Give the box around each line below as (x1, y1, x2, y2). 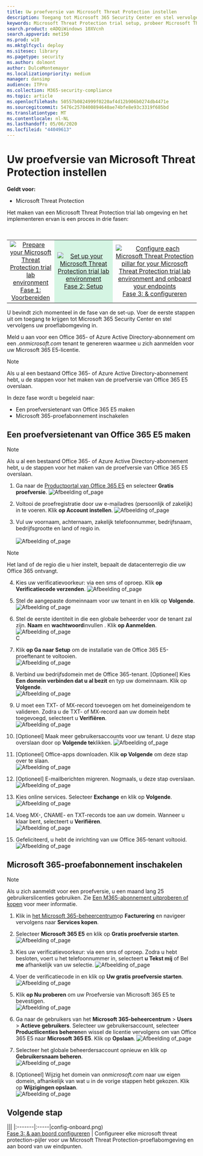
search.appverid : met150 (7, 31, 69, 37)
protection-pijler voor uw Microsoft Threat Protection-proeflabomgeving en (7, 1136, 194, 1144)
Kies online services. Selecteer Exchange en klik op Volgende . (15, 793, 172, 800)
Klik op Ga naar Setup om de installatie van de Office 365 (15, 646, 159, 653)
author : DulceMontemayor (7, 65, 69, 71)
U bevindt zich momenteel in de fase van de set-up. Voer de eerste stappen (7, 308, 195, 316)
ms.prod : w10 (7, 37, 40, 43)
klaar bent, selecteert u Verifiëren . (15, 817, 102, 825)
